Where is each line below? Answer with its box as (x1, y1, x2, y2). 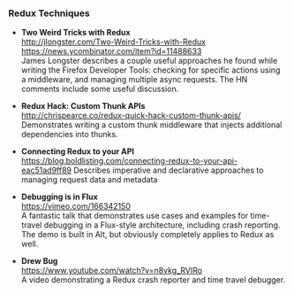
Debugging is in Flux (20, 191, 98, 202)
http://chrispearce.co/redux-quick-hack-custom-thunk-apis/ (20, 110, 242, 121)
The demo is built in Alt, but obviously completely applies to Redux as (20, 229, 275, 240)
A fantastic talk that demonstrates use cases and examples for (20, 211, 249, 221)
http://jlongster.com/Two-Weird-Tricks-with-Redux (20, 36, 207, 47)
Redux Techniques (8, 7, 90, 19)
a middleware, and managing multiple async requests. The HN (20, 74, 248, 85)
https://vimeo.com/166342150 (20, 201, 132, 212)
